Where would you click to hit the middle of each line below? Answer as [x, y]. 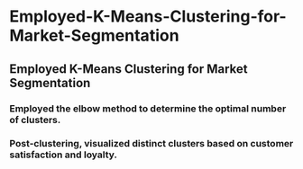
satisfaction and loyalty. [64, 155]
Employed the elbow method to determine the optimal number [148, 108]
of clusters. [35, 120]
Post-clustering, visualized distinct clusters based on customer [151, 144]
